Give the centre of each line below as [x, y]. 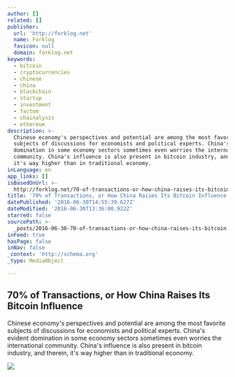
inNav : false [26, 248]
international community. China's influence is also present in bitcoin [105, 345]
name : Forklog [34, 40]
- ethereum [29, 124]
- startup [28, 99]
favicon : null [34, 46]
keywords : [22, 59]
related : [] [24, 20]
